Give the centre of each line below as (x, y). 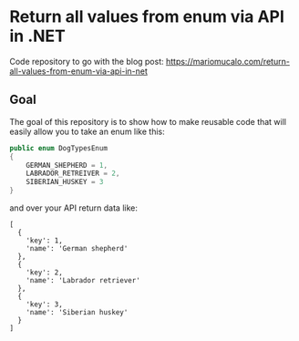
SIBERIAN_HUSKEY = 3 (65, 182)
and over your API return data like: (74, 208)
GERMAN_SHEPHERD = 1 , (67, 165)
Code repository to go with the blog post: (87, 61)
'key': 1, (45, 241)
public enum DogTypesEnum (58, 148)
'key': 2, (45, 273)
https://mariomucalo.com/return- (227, 61)
